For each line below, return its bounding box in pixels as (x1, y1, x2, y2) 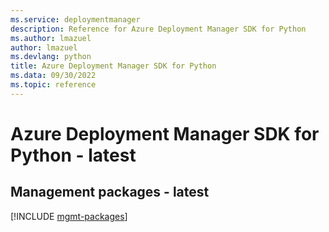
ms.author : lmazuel (10, 33, 92, 43)
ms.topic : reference (10, 80, 97, 90)
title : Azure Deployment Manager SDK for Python (10, 61, 217, 71)
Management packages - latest (10, 184, 210, 201)
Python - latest (10, 144, 137, 166)
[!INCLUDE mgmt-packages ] (10, 210, 128, 222)
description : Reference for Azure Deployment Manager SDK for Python (10, 24, 307, 34)
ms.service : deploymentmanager (10, 14, 141, 25)
